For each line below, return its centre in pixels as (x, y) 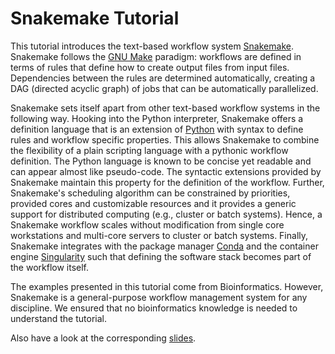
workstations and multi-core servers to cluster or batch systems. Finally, (159, 235)
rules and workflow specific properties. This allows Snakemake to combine (165, 139)
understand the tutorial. (58, 318)
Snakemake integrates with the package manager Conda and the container (164, 246)
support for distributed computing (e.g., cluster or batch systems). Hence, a (166, 214)
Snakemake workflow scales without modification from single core (147, 224)
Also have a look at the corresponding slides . (103, 338)
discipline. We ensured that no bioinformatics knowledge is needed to (154, 308)
